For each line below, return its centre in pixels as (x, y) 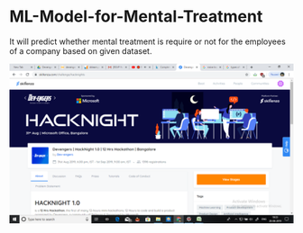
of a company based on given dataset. (81, 50)
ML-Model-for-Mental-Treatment (136, 17)
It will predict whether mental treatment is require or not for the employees (147, 41)
